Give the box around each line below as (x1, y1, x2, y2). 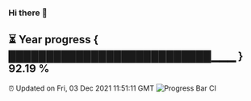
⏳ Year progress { (8, 33, 99, 46)
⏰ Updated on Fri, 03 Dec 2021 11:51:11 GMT (8, 83, 155, 93)
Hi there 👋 (8, 7, 48, 18)
